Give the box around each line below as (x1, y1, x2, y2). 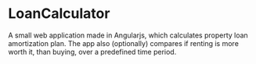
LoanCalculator (8, 5, 110, 23)
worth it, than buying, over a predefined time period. (8, 47, 177, 56)
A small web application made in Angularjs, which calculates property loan (8, 30, 248, 40)
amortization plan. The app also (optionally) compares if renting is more (8, 38, 239, 48)
